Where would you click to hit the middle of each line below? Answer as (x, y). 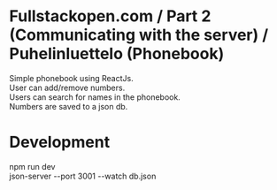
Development (60, 142)
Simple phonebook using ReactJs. (72, 78)
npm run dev (32, 166)
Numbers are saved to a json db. (69, 106)
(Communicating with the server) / (139, 35)
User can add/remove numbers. (67, 87)
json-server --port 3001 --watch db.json (83, 176)
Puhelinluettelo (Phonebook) (117, 54)
